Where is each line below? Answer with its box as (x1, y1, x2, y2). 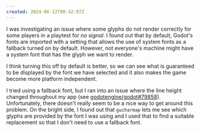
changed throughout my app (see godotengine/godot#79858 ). (6, 93, 161, 100)
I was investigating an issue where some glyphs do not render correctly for (6, 25, 192, 32)
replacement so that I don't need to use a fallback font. (6, 118, 142, 126)
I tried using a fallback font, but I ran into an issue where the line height (6, 86, 182, 94)
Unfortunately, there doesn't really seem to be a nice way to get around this (6, 100, 193, 107)
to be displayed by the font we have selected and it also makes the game (6, 68, 187, 76)
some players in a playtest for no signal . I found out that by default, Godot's (6, 31, 193, 39)
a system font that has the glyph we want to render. (6, 50, 134, 58)
